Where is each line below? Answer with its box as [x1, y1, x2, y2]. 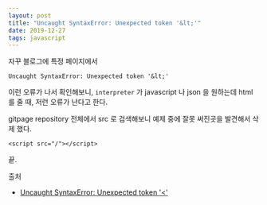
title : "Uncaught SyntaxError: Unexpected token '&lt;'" [8, 19, 202, 27]
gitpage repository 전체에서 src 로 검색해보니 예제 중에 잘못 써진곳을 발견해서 [8, 114, 251, 124]
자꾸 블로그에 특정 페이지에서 [8, 56, 98, 66]
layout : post [8, 11, 52, 20]
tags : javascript [8, 33, 66, 42]
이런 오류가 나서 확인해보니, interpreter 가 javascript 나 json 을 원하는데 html [8, 87, 253, 97]
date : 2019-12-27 [8, 26, 66, 34]
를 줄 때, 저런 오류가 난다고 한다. [8, 97, 108, 107]
